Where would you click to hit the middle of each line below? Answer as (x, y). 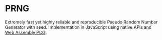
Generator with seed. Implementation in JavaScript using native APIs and (78, 27)
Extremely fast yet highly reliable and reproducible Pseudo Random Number (81, 22)
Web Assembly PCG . (26, 32)
